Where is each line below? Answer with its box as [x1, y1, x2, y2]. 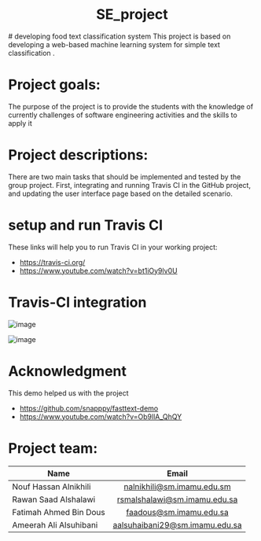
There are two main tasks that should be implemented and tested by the [8, 171, 241, 182]
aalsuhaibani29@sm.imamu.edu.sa [112, 519, 242, 530]
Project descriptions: [8, 146, 149, 164]
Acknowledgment [8, 362, 127, 380]
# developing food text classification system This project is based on [8, 31, 231, 41]
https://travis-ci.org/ [19, 257, 86, 267]
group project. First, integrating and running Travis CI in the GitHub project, [8, 180, 252, 190]
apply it [8, 118, 33, 127]
